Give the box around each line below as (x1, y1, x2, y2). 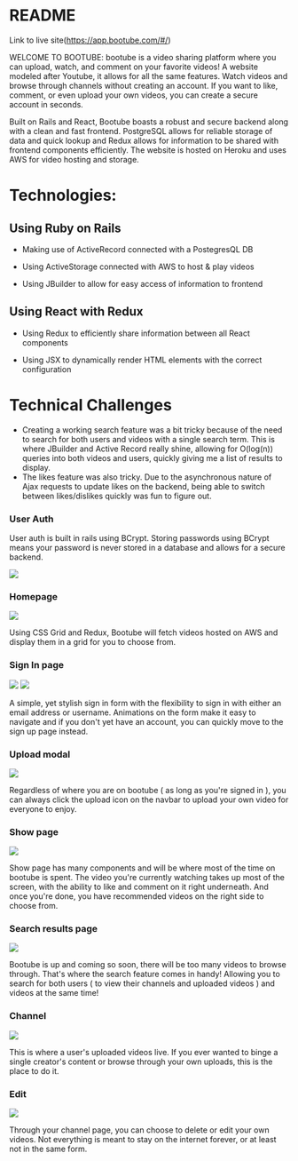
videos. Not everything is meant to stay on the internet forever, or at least (9, 1134, 277, 1145)
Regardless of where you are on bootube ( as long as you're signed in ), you (9, 784, 286, 795)
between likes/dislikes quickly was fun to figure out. (21, 490, 212, 501)
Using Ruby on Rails (9, 220, 122, 235)
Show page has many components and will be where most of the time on (9, 863, 276, 873)
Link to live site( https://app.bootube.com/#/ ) (9, 35, 171, 45)
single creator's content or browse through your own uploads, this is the (9, 1056, 273, 1067)
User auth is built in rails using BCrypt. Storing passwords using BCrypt (9, 532, 270, 543)
